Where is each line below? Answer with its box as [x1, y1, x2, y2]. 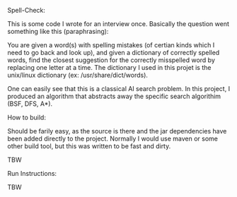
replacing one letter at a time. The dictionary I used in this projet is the [7, 64, 212, 71]
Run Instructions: [7, 169, 57, 177]
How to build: [7, 113, 46, 121]
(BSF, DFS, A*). [7, 100, 53, 108]
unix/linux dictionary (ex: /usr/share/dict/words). [7, 71, 149, 79]
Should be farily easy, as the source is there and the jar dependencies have [7, 127, 227, 135]
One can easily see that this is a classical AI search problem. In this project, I [7, 85, 231, 92]
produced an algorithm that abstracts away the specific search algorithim [7, 92, 221, 100]
